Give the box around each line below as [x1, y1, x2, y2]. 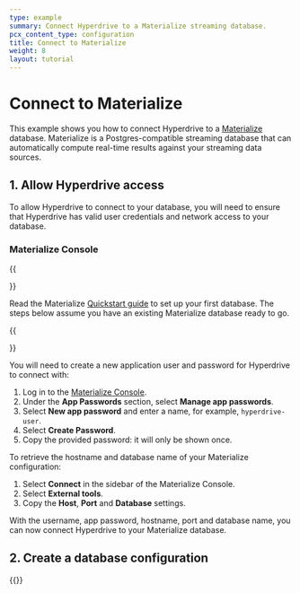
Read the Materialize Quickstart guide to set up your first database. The [9, 298, 274, 310]
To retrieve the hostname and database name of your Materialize [9, 452, 249, 463]
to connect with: [9, 370, 70, 380]
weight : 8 [9, 47, 47, 56]
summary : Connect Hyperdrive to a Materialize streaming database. [9, 22, 268, 31]
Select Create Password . [22, 425, 117, 436]
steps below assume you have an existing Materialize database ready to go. [9, 308, 290, 318]
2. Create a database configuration [9, 551, 209, 566]
